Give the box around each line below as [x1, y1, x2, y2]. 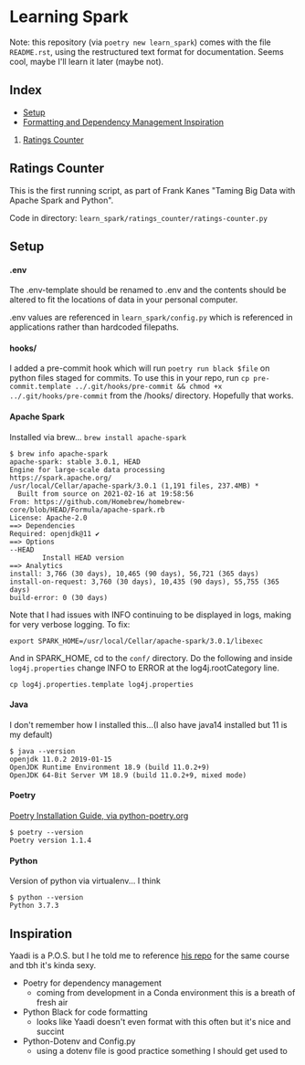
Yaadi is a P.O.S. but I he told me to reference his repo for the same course [9, 950, 290, 961]
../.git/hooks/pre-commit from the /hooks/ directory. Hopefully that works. [9, 390, 294, 401]
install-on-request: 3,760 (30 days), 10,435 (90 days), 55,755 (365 [9, 577, 280, 586]
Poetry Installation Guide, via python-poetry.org [9, 810, 189, 821]
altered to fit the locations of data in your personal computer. [9, 294, 238, 305]
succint [36, 1026, 65, 1037]
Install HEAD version [42, 553, 125, 563]
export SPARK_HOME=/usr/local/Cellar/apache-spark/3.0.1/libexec [9, 637, 263, 646]
